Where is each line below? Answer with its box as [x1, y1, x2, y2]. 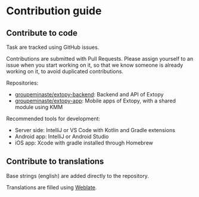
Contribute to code [6, 28, 78, 38]
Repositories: [6, 79, 39, 86]
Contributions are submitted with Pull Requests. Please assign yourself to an [6, 55, 194, 62]
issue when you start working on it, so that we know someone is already [6, 61, 184, 68]
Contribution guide [6, 4, 102, 18]
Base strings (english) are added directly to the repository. [6, 172, 149, 179]
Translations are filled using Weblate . [6, 183, 97, 191]
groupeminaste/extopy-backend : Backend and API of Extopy [14, 91, 164, 98]
